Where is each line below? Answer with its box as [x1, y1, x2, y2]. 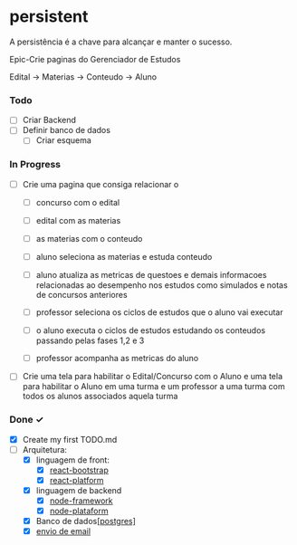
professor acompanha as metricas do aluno [35, 353, 199, 364]
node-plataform [49, 505, 109, 517]
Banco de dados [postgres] [35, 516, 136, 527]
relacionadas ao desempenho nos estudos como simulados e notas [35, 280, 288, 291]
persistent [9, 6, 89, 27]
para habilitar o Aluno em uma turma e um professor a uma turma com [22, 381, 285, 392]
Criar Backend [22, 115, 77, 126]
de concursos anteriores [35, 290, 129, 301]
